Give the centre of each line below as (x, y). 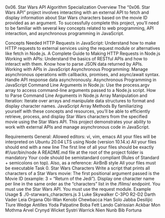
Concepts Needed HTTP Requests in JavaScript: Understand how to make (81, 43)
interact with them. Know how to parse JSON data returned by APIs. (74, 64)
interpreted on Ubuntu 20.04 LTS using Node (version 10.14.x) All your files (81, 142)
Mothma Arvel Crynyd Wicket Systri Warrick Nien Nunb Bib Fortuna (73, 210)
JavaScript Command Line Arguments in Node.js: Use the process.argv (77, 85)
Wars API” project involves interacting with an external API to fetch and (77, 12)
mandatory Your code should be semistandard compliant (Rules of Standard (82, 157)
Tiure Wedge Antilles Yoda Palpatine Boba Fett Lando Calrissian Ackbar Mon (83, 205)
